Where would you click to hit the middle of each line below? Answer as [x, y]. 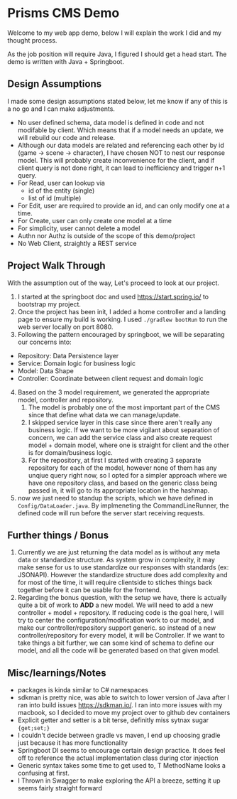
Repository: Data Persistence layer [68, 355]
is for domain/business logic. [71, 452]
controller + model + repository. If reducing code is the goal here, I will [121, 613]
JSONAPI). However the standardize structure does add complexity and [123, 575]
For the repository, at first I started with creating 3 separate [115, 460]
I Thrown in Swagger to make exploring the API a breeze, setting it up [119, 781]
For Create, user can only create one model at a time [95, 220]
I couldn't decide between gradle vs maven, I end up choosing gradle [119, 735]
